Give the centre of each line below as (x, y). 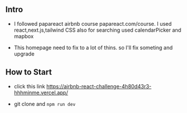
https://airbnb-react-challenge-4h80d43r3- (99, 86)
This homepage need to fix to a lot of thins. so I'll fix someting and (93, 47)
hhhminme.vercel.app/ (41, 93)
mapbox (24, 36)
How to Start (29, 72)
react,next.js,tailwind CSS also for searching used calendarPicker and (98, 30)
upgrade (24, 54)
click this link (29, 86)
